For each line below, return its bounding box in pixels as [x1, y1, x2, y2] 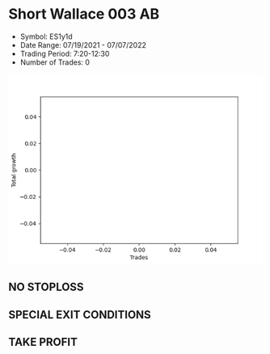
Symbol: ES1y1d [19, 32, 73, 41]
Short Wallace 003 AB [8, 5, 160, 23]
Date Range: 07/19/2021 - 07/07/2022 [19, 40, 147, 49]
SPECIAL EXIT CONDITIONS [8, 308, 151, 322]
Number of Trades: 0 [19, 57, 91, 67]
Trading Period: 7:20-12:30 [19, 48, 110, 58]
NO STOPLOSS [8, 280, 84, 294]
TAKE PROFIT [8, 335, 78, 349]
